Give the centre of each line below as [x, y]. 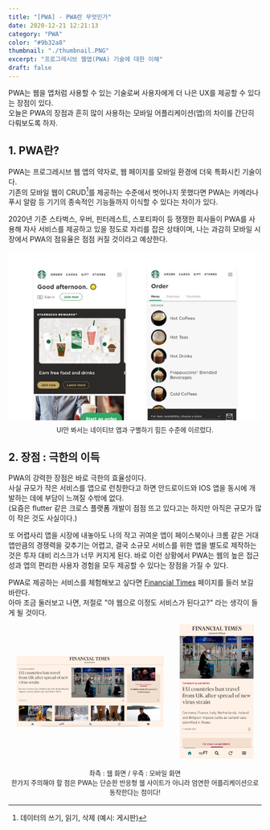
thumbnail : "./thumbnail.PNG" [59, 51]
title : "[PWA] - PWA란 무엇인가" [60, 17]
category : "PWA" [35, 34]
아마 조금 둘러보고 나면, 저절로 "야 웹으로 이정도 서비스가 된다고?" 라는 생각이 [129, 602]
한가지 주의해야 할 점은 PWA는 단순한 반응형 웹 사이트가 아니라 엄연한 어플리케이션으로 [135, 783]
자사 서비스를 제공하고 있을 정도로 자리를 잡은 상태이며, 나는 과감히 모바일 [138, 229]
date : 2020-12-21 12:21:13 [53, 25]
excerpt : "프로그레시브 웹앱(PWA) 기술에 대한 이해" [86, 60]
